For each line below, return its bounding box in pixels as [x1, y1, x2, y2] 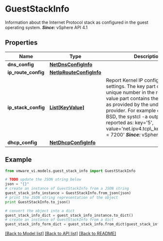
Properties [5, 39, 38, 47]
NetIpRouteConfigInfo [49, 69, 102, 75]
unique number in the [106, 89, 155, 95]
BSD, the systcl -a [106, 113, 148, 120]
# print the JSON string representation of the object [5, 195, 118, 200]
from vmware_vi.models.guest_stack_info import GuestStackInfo [5, 168, 136, 173]
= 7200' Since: [106, 131, 141, 138]
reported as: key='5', [106, 119, 154, 126]
